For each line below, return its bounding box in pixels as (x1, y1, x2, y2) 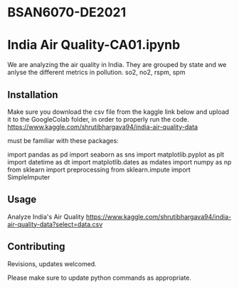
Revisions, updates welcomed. (7, 259, 97, 268)
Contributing (7, 241, 65, 253)
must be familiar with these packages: (7, 136, 119, 144)
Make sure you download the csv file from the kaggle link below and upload (7, 107, 230, 116)
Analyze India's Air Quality (7, 212, 85, 221)
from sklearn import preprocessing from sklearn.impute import (7, 165, 191, 174)
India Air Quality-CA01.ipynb (7, 37, 181, 53)
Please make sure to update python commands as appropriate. (7, 273, 192, 282)
